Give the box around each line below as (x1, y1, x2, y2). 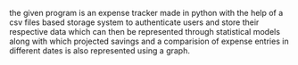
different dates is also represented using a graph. (9, 45, 190, 56)
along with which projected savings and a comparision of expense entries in (9, 36, 289, 46)
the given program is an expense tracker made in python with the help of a (9, 8, 284, 18)
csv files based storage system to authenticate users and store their (9, 17, 260, 28)
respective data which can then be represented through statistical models (9, 27, 281, 37)
